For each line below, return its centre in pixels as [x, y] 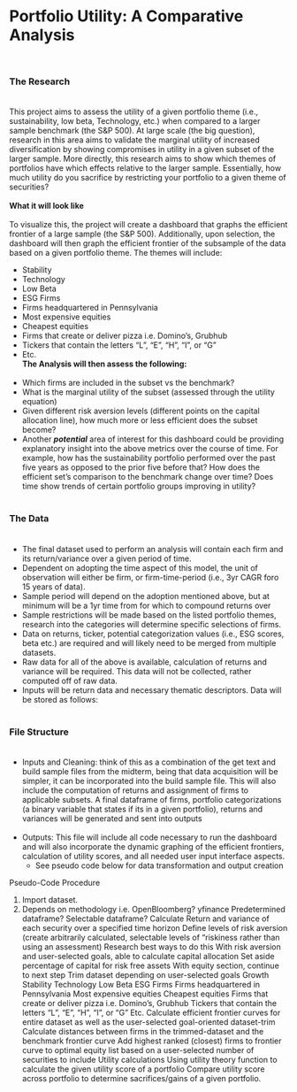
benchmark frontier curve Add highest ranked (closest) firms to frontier [152, 1041]
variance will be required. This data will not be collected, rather [137, 671]
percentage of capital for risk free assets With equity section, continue [151, 965]
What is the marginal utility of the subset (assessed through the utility [148, 392]
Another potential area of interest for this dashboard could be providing [153, 439]
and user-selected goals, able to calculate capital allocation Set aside [148, 957]
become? [39, 430]
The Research [40, 81]
